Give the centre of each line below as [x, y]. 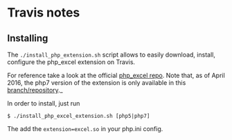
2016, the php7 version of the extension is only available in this [97, 83]
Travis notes [44, 13]
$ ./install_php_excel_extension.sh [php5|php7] [79, 116]
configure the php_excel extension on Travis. [71, 62]
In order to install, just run [44, 103]
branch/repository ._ [35, 90]
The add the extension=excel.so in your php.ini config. [85, 129]
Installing [28, 38]
